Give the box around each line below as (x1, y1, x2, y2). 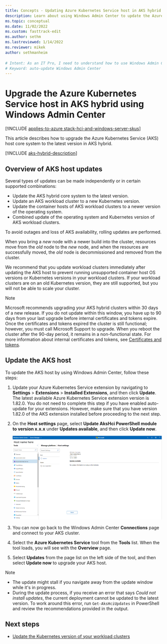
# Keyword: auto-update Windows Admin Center (5, 66, 101, 71)
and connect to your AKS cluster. (12, 530, 81, 536)
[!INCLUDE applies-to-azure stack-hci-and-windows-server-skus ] (5, 126, 141, 132)
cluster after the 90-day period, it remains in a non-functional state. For (5, 331, 152, 337)
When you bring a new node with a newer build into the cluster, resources (5, 239, 157, 244)
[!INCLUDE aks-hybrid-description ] (5, 150, 78, 157)
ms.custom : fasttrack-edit (5, 29, 61, 34)
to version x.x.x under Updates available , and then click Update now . (12, 426, 157, 432)
